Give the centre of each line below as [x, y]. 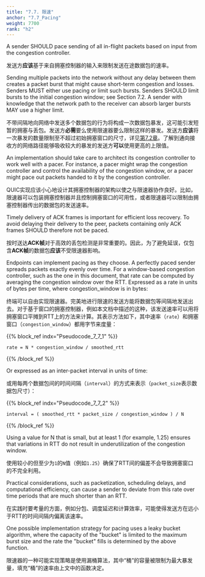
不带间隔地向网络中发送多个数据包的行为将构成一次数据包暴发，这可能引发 [100, 123]
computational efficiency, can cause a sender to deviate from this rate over [101, 490]
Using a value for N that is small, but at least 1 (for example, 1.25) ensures [99, 438]
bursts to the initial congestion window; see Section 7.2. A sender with [95, 97]
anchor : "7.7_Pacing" [34, 18]
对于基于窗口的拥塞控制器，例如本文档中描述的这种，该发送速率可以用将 [108, 309]
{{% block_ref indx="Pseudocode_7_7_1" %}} [62, 336]
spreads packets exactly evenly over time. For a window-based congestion [101, 269]
